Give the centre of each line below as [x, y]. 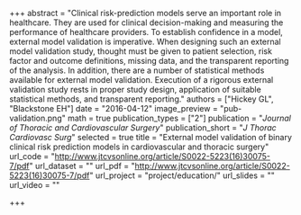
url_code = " [32, 156]
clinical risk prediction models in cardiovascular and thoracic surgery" [139, 147]
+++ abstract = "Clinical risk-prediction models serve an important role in [146, 13]
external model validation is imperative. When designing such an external [145, 41]
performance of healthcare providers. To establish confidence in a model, [146, 32]
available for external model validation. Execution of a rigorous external [141, 80]
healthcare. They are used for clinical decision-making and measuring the [146, 22]
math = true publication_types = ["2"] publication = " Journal [179, 118]
